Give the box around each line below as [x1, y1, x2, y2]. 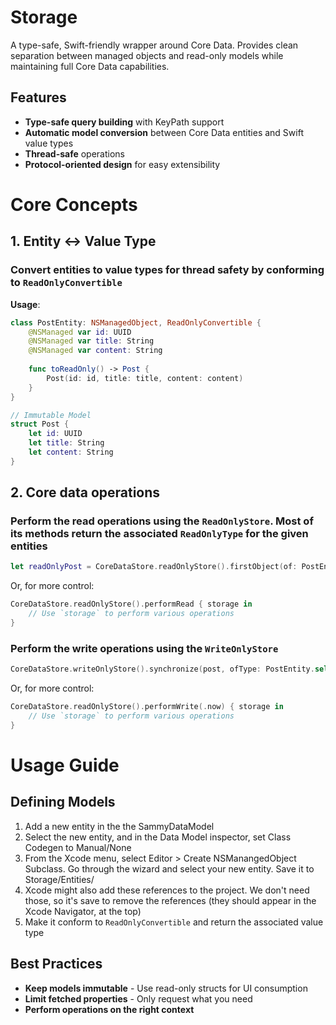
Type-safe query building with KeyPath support [24, 116, 225, 128]
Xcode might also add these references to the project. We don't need [24, 884, 310, 896]
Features [10, 89, 67, 106]
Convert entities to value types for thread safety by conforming [10, 263, 325, 277]
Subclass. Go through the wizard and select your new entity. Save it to [24, 862, 315, 875]
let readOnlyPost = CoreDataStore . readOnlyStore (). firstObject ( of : [10, 562, 298, 572]
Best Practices [10, 956, 103, 973]
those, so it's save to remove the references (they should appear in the [24, 894, 317, 906]
